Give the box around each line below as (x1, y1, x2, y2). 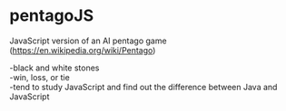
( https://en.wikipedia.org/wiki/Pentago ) (9, 44, 156, 55)
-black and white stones (9, 62, 100, 73)
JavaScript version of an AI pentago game (9, 35, 167, 46)
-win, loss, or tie (9, 71, 70, 82)
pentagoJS (9, 5, 94, 26)
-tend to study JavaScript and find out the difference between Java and (9, 81, 278, 92)
